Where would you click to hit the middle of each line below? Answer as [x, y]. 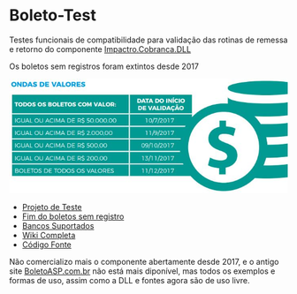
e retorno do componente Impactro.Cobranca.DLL [100, 49]
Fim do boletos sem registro [73, 216]
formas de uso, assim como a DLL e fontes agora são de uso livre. [129, 280]
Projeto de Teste [52, 207]
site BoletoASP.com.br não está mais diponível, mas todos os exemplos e [142, 271]
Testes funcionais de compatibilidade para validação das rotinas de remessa [148, 40]
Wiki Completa [49, 235]
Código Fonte [47, 245]
